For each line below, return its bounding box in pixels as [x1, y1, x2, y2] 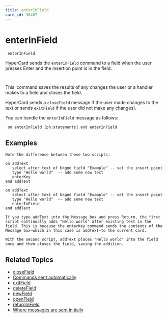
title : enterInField [5, 7, 49, 13]
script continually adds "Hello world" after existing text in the [5, 219, 152, 225]
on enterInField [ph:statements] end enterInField [7, 125, 117, 130]
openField [12, 296, 34, 302]
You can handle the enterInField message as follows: [5, 115, 119, 121]
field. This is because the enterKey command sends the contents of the [5, 224, 163, 229]
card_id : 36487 [5, 12, 38, 17]
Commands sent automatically [12, 274, 77, 281]
